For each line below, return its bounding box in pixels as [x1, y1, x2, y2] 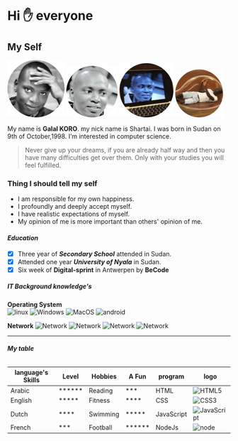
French [10, 423, 31, 432]
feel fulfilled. [24, 161, 62, 169]
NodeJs [155, 423, 179, 432]
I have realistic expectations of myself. [17, 209, 130, 219]
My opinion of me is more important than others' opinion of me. [17, 217, 203, 226]
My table [7, 344, 34, 353]
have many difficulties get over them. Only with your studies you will [24, 153, 225, 162]
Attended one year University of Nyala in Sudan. [17, 257, 161, 266]
